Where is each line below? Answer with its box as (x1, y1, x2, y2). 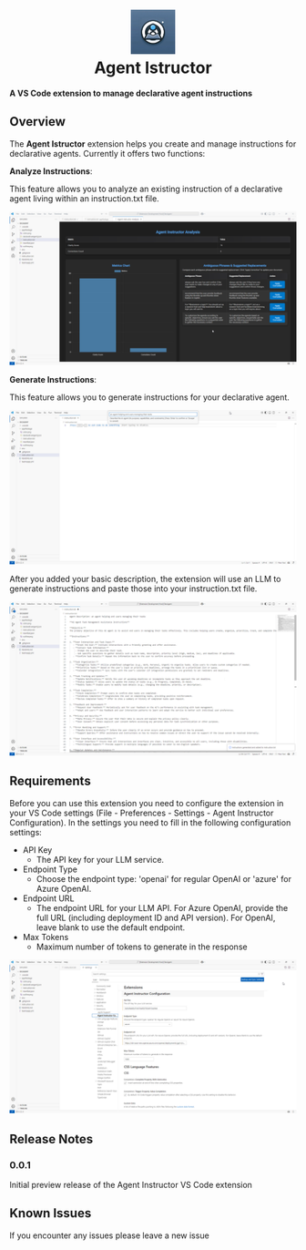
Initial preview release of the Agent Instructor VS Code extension (9, 1180, 253, 1191)
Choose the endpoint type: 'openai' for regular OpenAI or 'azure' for (36, 873, 291, 884)
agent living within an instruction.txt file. (9, 192, 159, 204)
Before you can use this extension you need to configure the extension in (9, 797, 284, 808)
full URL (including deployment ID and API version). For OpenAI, (36, 912, 276, 923)
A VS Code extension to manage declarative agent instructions (9, 87, 253, 98)
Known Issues (9, 1205, 92, 1221)
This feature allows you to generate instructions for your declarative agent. (9, 392, 290, 403)
